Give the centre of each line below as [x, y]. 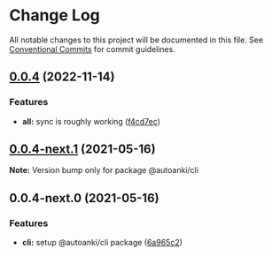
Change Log [54, 15]
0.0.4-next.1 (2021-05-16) [83, 150]
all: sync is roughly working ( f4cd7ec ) [91, 121]
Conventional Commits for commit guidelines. [92, 49]
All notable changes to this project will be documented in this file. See [136, 40]
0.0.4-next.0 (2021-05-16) [84, 198]
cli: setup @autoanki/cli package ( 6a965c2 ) [102, 243]
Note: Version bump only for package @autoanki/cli [104, 170]
